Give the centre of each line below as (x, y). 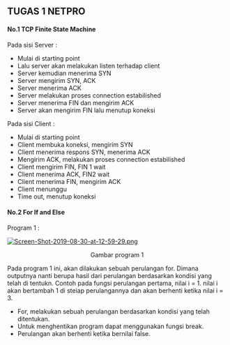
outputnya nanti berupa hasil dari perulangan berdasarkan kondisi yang (110, 275)
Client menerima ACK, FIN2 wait (63, 174)
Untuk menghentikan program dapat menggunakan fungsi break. (110, 326)
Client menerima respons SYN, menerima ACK (84, 152)
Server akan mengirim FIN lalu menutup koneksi (86, 110)
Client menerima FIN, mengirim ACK (69, 181)
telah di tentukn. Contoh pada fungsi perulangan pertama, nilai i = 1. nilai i (113, 283)
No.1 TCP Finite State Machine (52, 29)
